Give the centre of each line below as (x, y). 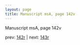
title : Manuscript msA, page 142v (40, 14)
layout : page (18, 9)
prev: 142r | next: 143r (27, 37)
